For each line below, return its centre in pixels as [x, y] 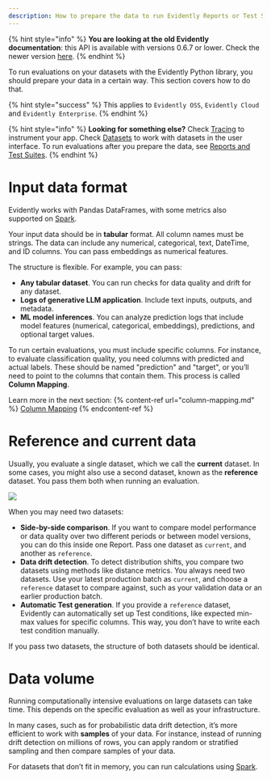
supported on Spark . [43, 218]
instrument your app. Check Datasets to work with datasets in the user [125, 138]
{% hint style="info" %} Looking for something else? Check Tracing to [127, 129]
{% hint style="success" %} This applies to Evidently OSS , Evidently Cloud [134, 104]
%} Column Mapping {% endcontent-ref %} [81, 409]
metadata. [37, 308]
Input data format [68, 187]
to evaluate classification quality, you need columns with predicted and [126, 358]
